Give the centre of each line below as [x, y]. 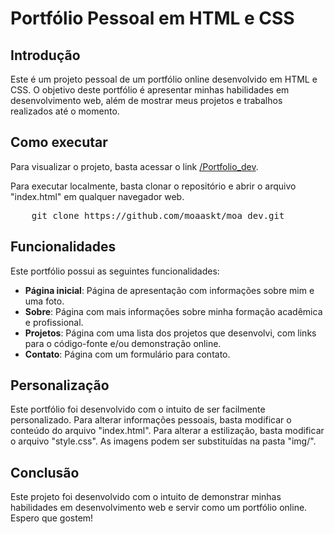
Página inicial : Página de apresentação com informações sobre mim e [169, 290]
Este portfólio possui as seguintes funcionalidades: [115, 271]
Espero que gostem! [52, 518]
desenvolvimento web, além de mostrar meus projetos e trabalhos [146, 100]
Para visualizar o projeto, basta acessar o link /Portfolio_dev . [134, 166]
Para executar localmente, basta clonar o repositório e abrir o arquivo [153, 186]
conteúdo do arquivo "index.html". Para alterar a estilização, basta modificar [167, 431]
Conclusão [45, 472]
